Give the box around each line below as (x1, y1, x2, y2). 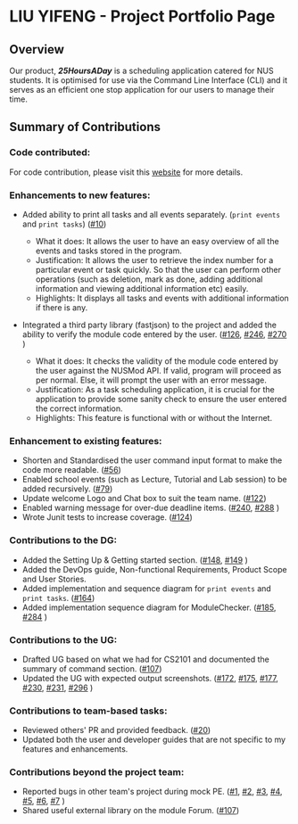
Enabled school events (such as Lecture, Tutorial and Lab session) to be (21, 474, 287, 485)
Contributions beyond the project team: (9, 766, 185, 779)
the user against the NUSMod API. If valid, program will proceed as (35, 365, 282, 375)
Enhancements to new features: (9, 189, 151, 202)
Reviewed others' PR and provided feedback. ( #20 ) (21, 725, 211, 736)
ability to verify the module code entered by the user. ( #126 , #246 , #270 (21, 328, 287, 340)
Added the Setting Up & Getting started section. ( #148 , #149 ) (21, 555, 248, 565)
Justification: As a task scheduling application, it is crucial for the (35, 383, 275, 394)
